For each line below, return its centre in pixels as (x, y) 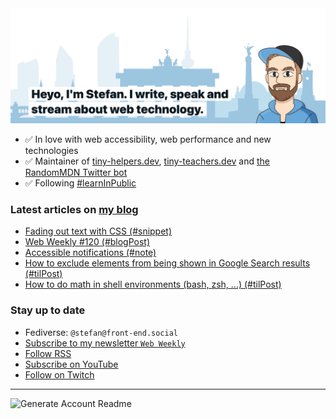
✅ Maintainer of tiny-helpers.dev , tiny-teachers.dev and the (147, 161)
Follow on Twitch (59, 374)
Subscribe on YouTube (71, 364)
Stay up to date (48, 310)
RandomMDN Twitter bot (76, 173)
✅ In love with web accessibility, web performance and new (148, 139)
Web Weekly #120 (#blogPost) (87, 242)
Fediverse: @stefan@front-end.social (101, 332)
